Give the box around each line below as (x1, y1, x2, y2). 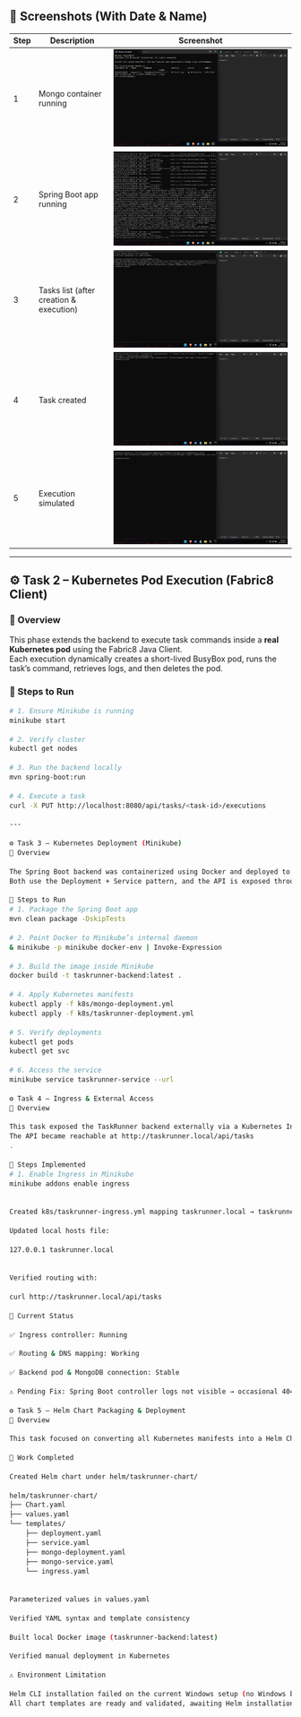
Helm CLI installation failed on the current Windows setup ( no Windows (9, 1689, 287, 1698)
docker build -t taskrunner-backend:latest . (9, 971, 182, 980)
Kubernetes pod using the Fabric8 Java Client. (9, 643, 183, 654)
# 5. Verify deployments (9, 1028, 102, 1037)
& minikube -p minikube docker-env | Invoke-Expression (9, 943, 222, 952)
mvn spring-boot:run (9, 772, 87, 782)
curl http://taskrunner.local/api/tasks (9, 1292, 163, 1302)
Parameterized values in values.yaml (9, 1595, 150, 1604)
